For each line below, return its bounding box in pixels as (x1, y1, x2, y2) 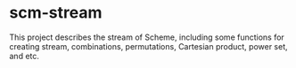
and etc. (9, 50, 40, 61)
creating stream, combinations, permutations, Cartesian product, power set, (9, 41, 288, 51)
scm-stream (9, 3, 103, 23)
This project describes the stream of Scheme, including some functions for (9, 32, 285, 42)
